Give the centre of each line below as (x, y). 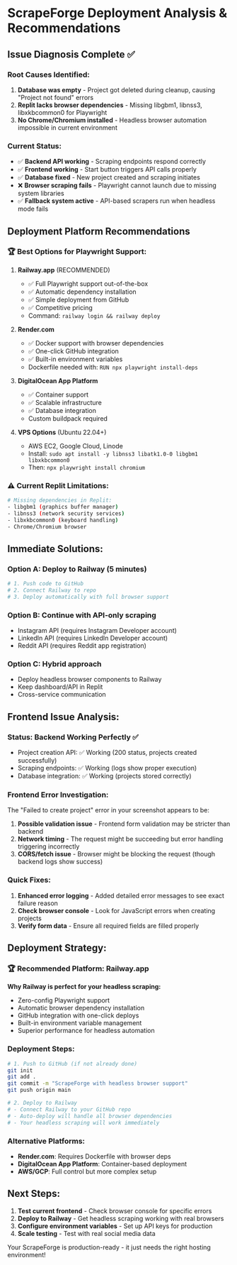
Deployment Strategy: (57, 948)
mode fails (33, 209)
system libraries (41, 194)
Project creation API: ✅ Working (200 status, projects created (107, 753)
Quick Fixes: (29, 880)
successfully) (37, 761)
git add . (22, 1077)
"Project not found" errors (56, 97)
